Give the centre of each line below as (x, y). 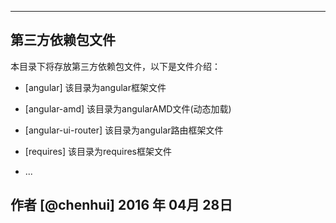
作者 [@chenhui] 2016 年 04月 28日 (121, 205)
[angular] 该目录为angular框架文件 (95, 87)
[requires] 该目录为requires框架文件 (98, 151)
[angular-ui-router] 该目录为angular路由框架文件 (124, 130)
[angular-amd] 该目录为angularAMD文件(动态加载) (128, 108)
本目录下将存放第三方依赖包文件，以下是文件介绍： (115, 66)
